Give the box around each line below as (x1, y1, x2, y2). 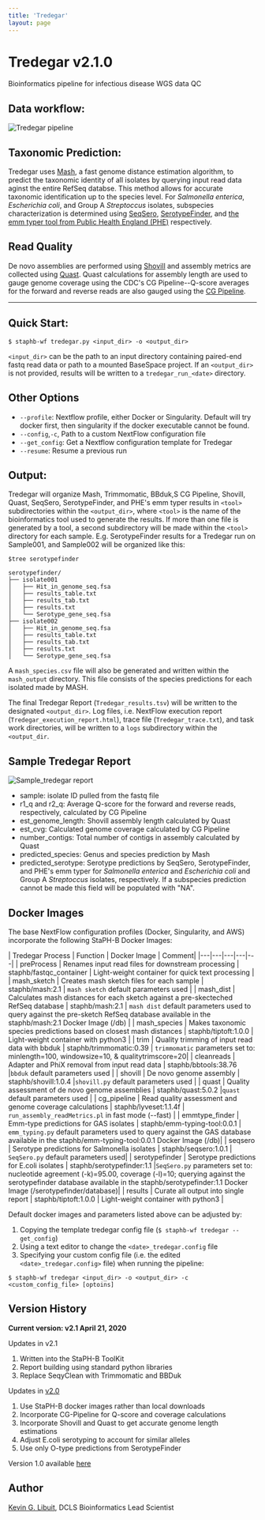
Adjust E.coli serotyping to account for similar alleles (19, 1435, 191, 1444)
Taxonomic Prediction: (8, 145, 122, 159)
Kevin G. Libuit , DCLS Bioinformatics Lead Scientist (8, 1503, 174, 1512)
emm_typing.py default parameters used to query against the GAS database (8, 1127, 252, 1137)
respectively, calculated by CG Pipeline (19, 808, 147, 817)
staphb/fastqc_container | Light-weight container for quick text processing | (8, 967, 255, 977)
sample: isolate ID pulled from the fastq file (19, 791, 159, 801)
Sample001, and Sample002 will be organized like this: (8, 540, 185, 549)
